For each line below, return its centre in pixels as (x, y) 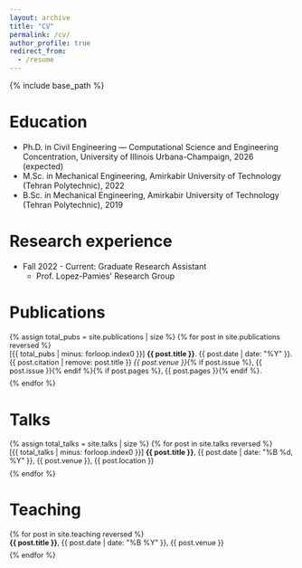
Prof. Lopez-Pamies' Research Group (105, 276)
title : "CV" (32, 26)
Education (48, 122)
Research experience (91, 241)
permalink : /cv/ (40, 34)
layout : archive (40, 18)
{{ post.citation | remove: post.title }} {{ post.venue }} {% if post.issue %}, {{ (136, 362)
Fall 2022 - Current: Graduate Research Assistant (114, 266)
